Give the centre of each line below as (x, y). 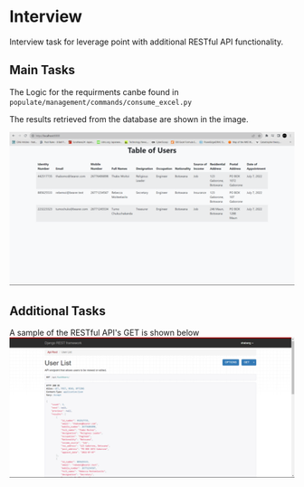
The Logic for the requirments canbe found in (94, 91)
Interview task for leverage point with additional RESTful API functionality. (147, 42)
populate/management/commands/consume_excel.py (101, 102)
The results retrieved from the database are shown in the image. (129, 119)
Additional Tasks (57, 311)
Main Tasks (42, 70)
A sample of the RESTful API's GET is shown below (104, 333)
